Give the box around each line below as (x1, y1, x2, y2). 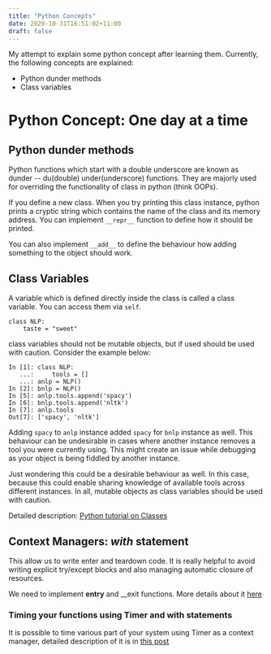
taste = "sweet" (23, 325, 79, 334)
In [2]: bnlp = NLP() (8, 385, 82, 393)
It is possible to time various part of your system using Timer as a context (8, 628, 254, 638)
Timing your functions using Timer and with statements (8, 609, 233, 621)
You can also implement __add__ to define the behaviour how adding (8, 239, 237, 249)
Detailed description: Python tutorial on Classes (8, 511, 168, 521)
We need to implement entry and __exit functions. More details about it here (8, 589, 262, 599)
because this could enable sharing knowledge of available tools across (8, 477, 246, 488)
